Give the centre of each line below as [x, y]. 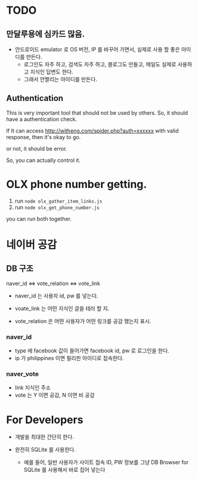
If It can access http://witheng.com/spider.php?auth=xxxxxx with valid [92, 131]
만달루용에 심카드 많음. [46, 34]
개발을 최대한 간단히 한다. [44, 437]
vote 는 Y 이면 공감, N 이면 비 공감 [55, 395]
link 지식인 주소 [33, 388]
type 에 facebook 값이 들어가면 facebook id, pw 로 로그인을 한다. [92, 351]
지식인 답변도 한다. [52, 72]
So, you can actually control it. [44, 160]
